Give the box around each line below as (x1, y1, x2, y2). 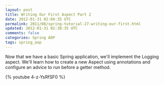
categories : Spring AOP (5, 35, 56, 40)
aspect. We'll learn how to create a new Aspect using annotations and (5, 58, 150, 65)
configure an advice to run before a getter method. (5, 64, 111, 70)
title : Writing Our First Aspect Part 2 (5, 12, 92, 17)
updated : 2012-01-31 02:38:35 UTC (5, 26, 78, 31)
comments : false (5, 30, 39, 35)
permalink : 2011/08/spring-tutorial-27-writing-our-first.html (5, 21, 141, 26)
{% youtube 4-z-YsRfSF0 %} (5, 73, 66, 80)
